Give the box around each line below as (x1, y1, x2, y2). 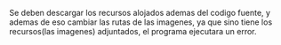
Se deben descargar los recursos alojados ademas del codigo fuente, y (9, 8, 271, 18)
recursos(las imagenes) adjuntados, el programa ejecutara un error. (9, 26, 257, 36)
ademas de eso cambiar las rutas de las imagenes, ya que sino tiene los (9, 17, 273, 27)
